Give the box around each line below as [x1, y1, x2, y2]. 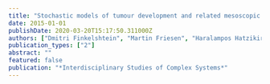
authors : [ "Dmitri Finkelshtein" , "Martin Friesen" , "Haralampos [8, 34, 231, 42]
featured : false [8, 57, 63, 65]
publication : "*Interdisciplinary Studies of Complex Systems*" [8, 64, 228, 72]
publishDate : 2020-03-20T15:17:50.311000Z [8, 26, 153, 34]
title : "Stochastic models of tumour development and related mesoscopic [8, 11, 261, 20]
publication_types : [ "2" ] [8, 42, 95, 50]
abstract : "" [8, 49, 52, 57]
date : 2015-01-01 [8, 19, 67, 27]
